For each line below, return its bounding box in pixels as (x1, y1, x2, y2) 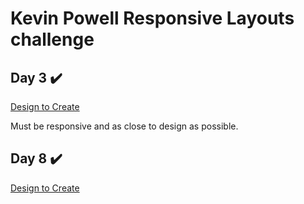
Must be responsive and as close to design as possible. (10, 120, 239, 132)
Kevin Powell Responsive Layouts (10, 7, 295, 30)
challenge (10, 28, 95, 51)
